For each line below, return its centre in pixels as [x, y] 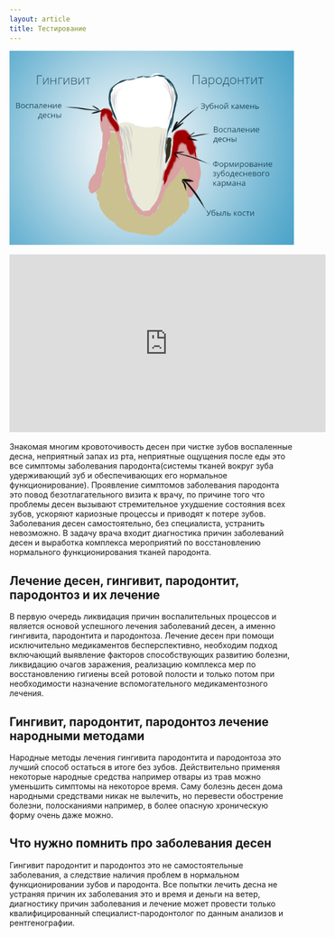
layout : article [40, 19]
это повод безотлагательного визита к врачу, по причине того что [137, 495]
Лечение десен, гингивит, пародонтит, [124, 581]
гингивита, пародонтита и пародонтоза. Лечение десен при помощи [142, 635]
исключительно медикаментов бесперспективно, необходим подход [144, 645]
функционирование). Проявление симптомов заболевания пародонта [144, 485]
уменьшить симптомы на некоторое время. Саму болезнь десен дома [146, 786]
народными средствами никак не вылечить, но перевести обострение [146, 796]
